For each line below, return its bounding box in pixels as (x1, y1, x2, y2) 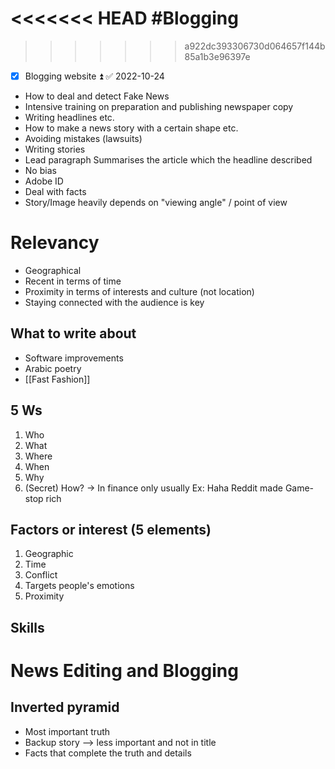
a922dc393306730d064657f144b (184, 40, 326, 52)
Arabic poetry (24, 362, 82, 374)
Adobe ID (24, 175, 64, 187)
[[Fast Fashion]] (24, 373, 91, 385)
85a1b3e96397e (184, 50, 251, 62)
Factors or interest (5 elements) (10, 521, 212, 538)
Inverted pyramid (10, 699, 120, 716)
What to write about (10, 325, 137, 342)
